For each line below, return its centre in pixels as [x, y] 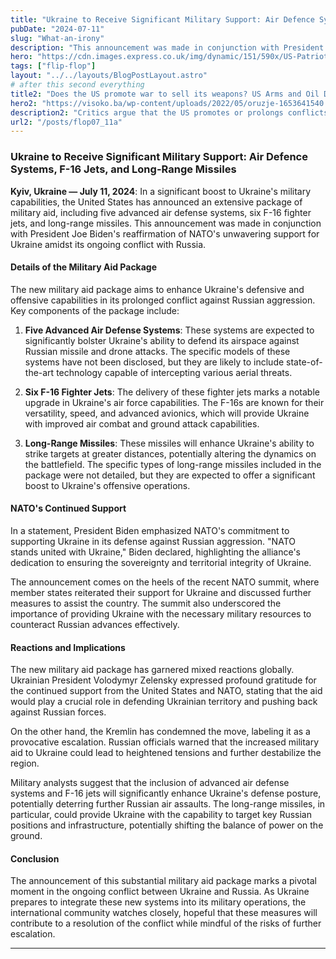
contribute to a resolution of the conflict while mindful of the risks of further [166, 923]
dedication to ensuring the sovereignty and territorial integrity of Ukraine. [161, 562]
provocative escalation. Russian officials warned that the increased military [165, 742]
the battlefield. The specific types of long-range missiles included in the [173, 464]
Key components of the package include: [95, 310]
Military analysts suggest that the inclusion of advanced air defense [150, 783]
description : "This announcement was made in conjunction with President [167, 47]
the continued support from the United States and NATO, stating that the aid [166, 691]
